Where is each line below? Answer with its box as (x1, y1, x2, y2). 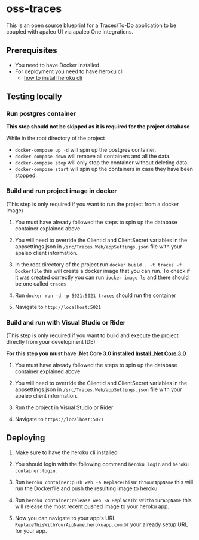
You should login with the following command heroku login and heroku (14, 460, 189, 467)
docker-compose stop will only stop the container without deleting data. (14, 159, 189, 166)
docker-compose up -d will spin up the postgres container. (14, 146, 157, 154)
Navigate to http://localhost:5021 (14, 303, 102, 310)
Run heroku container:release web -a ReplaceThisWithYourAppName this (14, 496, 192, 503)
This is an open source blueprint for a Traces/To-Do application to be (6, 22, 177, 29)
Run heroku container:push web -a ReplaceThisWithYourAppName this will (14, 478, 194, 485)
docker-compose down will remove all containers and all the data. (14, 152, 171, 160)
